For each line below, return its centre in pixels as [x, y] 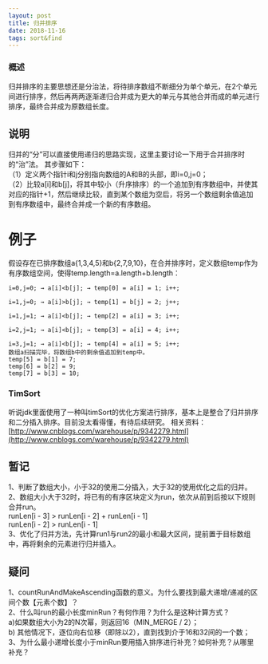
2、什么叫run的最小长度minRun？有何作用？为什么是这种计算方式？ [119, 612]
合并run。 [24, 507]
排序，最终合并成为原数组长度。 [61, 106]
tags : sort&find [35, 38]
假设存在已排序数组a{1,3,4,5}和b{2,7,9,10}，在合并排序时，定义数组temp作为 [133, 263]
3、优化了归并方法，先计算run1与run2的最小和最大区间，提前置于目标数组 [130, 534]
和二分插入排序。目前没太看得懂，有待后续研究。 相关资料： [107, 422]
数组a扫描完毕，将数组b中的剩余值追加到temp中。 [79, 353]
